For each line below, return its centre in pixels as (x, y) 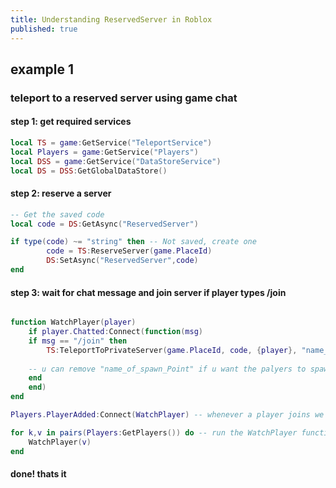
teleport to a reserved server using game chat (124, 98)
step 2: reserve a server (61, 193)
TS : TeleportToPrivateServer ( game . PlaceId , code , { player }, (172, 350)
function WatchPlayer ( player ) (73, 322)
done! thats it (38, 474)
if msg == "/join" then (78, 341)
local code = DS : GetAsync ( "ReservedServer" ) (104, 224)
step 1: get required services (71, 122)
